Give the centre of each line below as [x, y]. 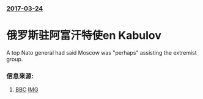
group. [15, 59]
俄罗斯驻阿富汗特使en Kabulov [84, 36]
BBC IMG [27, 90]
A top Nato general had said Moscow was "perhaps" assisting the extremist [102, 52]
